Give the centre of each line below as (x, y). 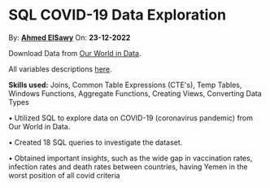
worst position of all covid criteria (64, 175)
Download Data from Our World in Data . (75, 53)
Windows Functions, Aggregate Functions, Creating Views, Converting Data (135, 93)
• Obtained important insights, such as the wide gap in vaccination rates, (131, 158)
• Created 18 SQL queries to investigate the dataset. (96, 142)
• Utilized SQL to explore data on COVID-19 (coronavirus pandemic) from (131, 118)
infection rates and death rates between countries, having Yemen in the (128, 166)
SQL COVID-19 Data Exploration (117, 15)
